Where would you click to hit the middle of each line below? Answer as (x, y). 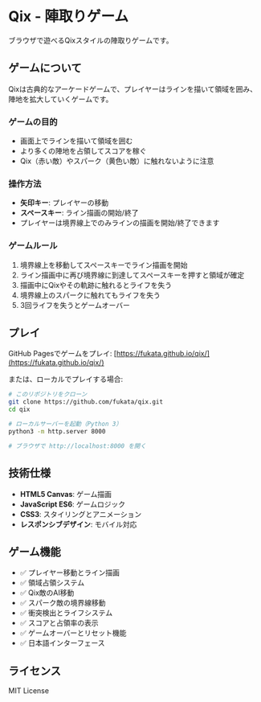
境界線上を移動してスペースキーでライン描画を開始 (104, 265)
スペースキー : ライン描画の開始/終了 (79, 213)
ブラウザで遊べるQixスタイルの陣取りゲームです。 (91, 40)
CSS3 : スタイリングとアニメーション (81, 514)
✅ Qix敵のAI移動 (47, 593)
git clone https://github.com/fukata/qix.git (86, 402)
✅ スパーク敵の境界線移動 (63, 603)
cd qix (19, 410)
